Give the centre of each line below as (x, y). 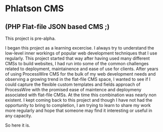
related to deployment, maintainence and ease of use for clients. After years (82, 69)
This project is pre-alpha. (31, 38)
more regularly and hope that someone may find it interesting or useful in (79, 110)
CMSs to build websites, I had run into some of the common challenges (77, 64)
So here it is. (18, 125)
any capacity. (19, 116)
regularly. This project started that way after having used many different (78, 58)
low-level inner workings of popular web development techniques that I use (81, 53)
